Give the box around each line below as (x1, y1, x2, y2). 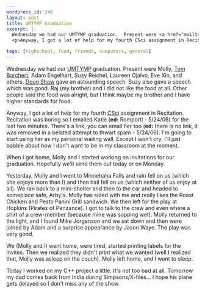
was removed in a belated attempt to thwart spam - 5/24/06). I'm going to (6, 129, 192, 136)
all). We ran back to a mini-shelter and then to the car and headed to (6, 184, 178, 192)
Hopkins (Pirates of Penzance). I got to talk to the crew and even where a (6, 204, 190, 211)
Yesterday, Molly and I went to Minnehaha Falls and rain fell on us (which (6, 172, 189, 179)
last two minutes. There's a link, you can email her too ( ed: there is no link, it (6, 122, 198, 129)
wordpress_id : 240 (6, 9, 53, 15)
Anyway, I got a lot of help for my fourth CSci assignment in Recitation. (6, 109, 184, 117)
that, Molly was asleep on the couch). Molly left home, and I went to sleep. (6, 255, 193, 262)
